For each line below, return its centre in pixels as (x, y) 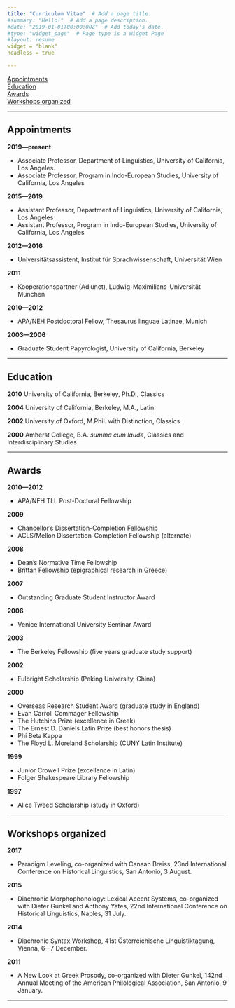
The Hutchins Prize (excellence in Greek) (76, 721)
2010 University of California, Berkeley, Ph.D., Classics (86, 394)
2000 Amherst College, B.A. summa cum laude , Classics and (95, 435)
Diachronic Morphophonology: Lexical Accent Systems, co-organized (118, 899)
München (31, 294)
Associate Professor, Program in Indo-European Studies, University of (118, 175)
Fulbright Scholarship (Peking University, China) (86, 679)
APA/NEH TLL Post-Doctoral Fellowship (74, 501)
